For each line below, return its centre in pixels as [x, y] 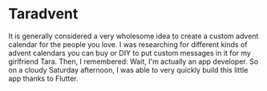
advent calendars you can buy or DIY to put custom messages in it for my [129, 53]
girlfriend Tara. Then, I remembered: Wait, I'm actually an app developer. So [133, 61]
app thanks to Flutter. [43, 78]
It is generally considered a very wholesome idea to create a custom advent [133, 36]
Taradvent [43, 14]
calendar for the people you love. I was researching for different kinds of [128, 44]
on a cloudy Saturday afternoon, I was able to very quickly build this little [128, 69]
